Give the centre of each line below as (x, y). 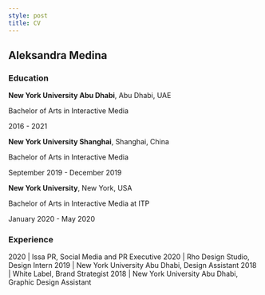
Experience (31, 240)
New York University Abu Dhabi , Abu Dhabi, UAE (90, 96)
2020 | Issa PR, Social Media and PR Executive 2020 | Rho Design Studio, (129, 257)
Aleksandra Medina (58, 55)
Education (29, 78)
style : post (28, 16)
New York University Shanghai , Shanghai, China (89, 142)
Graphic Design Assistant (50, 282)
